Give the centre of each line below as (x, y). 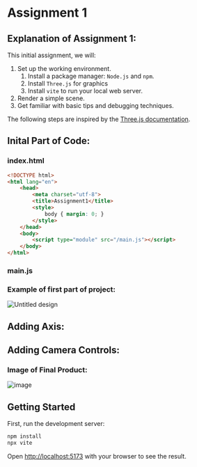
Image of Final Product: (47, 370)
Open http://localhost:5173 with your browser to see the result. (97, 456)
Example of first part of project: (62, 289)
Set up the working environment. (64, 69)
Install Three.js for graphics (68, 84)
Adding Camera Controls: (64, 350)
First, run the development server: (56, 424)
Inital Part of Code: (49, 141)
